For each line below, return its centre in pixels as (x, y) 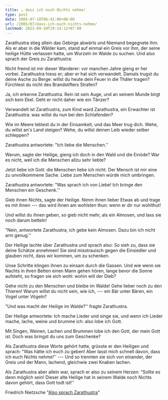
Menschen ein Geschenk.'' (32, 190)
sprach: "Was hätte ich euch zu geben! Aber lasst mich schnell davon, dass (83, 352)
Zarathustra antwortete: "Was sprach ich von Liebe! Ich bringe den (74, 185)
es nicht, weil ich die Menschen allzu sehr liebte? (55, 160)
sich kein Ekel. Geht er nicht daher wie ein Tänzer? (57, 100)
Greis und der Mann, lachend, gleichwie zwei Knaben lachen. (68, 362)
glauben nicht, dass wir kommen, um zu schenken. (57, 256)
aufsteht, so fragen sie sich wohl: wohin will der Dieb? (61, 276)
